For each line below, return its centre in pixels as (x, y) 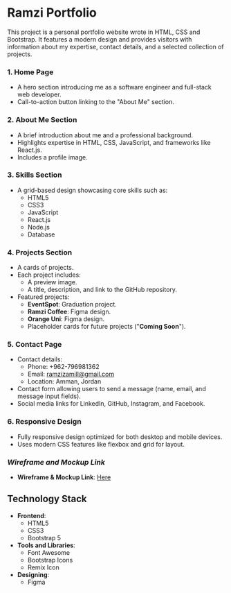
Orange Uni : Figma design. (66, 319)
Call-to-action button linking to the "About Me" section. (96, 102)
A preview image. (52, 282)
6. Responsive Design (44, 422)
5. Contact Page (35, 345)
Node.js (39, 227)
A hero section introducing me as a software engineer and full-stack (114, 87)
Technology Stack (47, 499)
